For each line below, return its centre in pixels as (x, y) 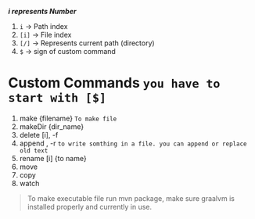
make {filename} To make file (68, 118)
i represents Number (42, 11)
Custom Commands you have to (114, 83)
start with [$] (57, 98)
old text (34, 151)
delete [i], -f (39, 135)
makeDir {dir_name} (52, 126)
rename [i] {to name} (53, 158)
